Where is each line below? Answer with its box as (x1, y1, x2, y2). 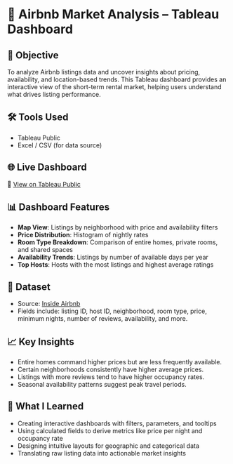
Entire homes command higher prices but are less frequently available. (17, 358, 222, 366)
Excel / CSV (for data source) (17, 140, 102, 150)
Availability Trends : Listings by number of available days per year (17, 253, 209, 262)
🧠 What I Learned (7, 400, 84, 413)
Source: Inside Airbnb (17, 300, 81, 308)
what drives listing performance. (7, 91, 101, 98)
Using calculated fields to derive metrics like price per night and (17, 426, 203, 435)
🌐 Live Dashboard (7, 161, 88, 173)
